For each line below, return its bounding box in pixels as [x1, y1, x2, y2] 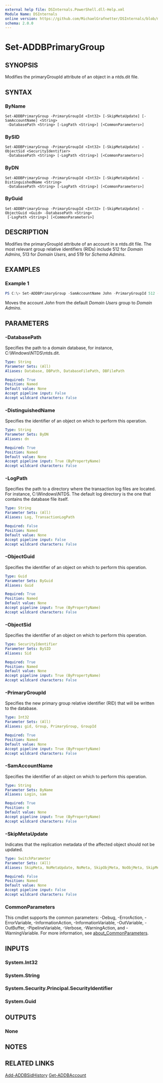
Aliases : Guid [5, 583, 34, 588]
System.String [5, 972, 40, 979]
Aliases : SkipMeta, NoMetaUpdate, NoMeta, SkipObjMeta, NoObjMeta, [5, 865, 145, 870]
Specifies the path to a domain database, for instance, [5, 344, 114, 351]
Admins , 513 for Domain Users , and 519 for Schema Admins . [5, 251, 126, 257]
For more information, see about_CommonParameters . [40, 930, 149, 936]
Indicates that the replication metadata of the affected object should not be [5, 841, 155, 847]
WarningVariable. [5, 930, 40, 936]
